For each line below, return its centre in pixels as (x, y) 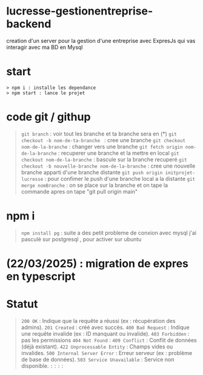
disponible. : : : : (42, 366)
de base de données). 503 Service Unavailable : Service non (98, 359)
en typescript (41, 276)
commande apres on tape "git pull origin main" (79, 191)
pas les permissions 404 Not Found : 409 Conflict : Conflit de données (109, 340)
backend (29, 24)
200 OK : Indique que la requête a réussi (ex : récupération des (98, 321)
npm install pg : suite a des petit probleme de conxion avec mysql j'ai (109, 233)
